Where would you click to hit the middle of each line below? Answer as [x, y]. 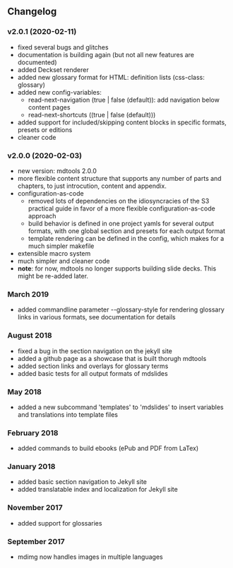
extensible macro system [54, 253]
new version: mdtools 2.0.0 [57, 171]
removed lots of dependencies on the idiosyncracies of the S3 [119, 201]
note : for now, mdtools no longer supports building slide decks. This [117, 268]
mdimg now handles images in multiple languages [90, 557]
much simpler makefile [61, 246]
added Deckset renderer [53, 69]
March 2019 [28, 294]
